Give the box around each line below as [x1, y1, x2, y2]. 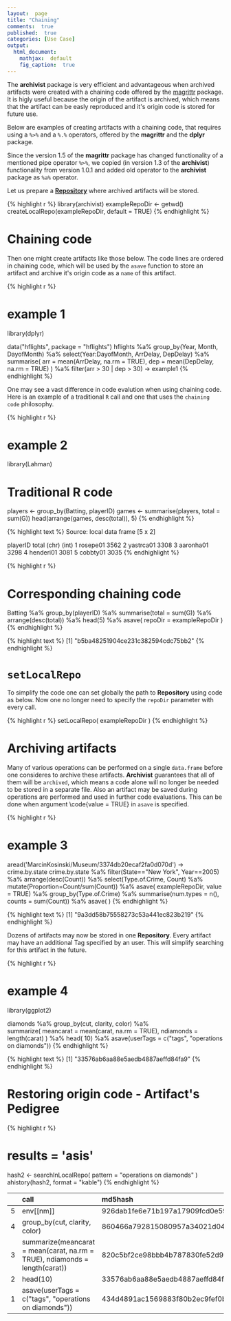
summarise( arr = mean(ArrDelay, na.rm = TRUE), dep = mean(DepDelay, [7, 357, 214, 366]
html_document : [13, 49, 57, 56]
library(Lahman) [7, 460, 53, 468]
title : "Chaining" [7, 17, 60, 23]
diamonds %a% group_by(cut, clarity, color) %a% [7, 1020, 149, 1028]
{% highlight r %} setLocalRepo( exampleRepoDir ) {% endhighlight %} [7, 717, 208, 725]
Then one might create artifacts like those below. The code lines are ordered [7, 254, 223, 262]
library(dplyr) [7, 329, 45, 337]
